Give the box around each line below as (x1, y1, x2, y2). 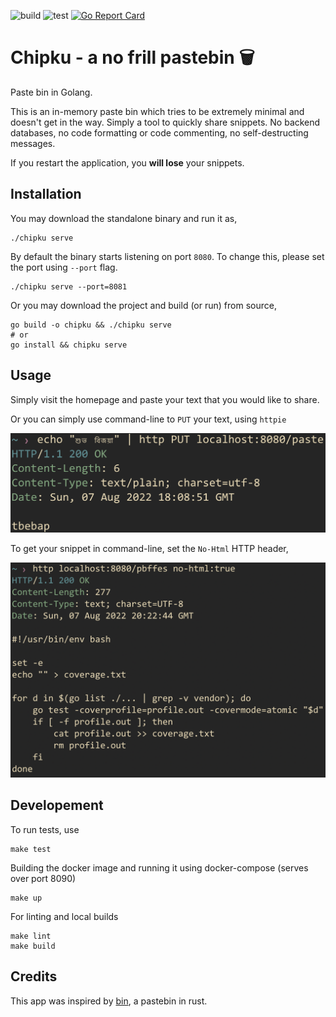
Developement (10, 797, 104, 814)
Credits (10, 968, 58, 985)
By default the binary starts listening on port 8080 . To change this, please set (10, 250, 325, 262)
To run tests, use (10, 823, 80, 835)
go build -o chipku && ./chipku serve (10, 320, 172, 330)
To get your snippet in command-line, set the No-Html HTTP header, (10, 542, 289, 554)
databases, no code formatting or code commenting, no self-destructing (10, 126, 309, 139)
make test (10, 844, 52, 854)
